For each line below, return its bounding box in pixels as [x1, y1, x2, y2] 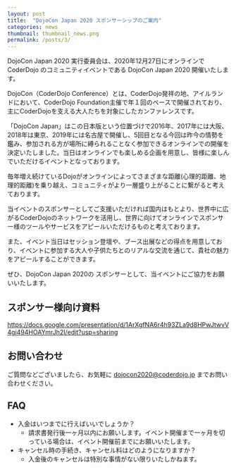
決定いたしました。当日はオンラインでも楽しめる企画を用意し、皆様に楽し [7, 149, 223, 157]
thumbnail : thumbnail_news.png [7, 30, 99, 37]
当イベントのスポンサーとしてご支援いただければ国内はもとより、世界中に [7, 205, 223, 214]
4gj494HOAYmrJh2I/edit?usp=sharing [7, 328, 118, 336]
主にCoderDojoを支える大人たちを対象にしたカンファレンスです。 [7, 107, 199, 116]
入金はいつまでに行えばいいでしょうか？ [17, 419, 135, 428]
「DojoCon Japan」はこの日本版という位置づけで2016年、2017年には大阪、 [7, 122, 228, 130]
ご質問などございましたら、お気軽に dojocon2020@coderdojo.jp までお [7, 370, 216, 378]
